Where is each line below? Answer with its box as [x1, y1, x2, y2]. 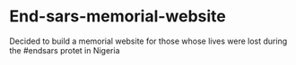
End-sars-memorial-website [9, 6, 226, 27]
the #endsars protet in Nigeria [9, 45, 120, 55]
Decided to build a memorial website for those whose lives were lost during [9, 36, 288, 46]
